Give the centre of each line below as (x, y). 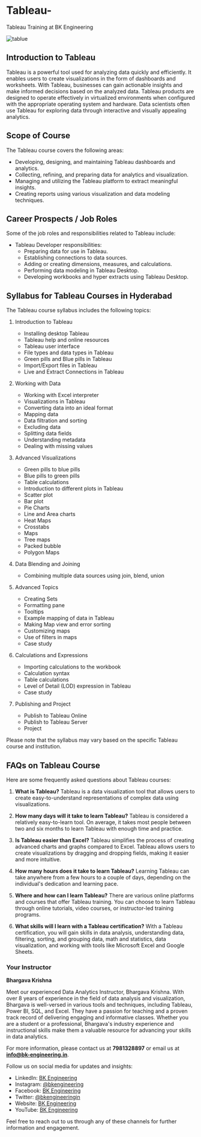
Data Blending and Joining (47, 564)
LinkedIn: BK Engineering (46, 1078)
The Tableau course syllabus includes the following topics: (79, 311)
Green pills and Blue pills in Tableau (68, 359)
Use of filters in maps (50, 637)
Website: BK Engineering (46, 1103)
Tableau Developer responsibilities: (58, 245)
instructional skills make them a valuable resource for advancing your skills (99, 1030)
